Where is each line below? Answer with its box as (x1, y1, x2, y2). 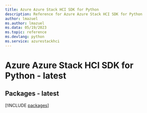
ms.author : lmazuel (5, 20, 45, 26)
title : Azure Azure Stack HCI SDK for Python (5, 7, 99, 12)
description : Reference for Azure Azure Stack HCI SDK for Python (5, 12, 143, 17)
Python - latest (5, 70, 67, 81)
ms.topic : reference (5, 30, 47, 35)
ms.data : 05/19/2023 (5, 25, 47, 30)
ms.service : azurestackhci (5, 39, 60, 44)
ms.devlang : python (5, 35, 45, 39)
